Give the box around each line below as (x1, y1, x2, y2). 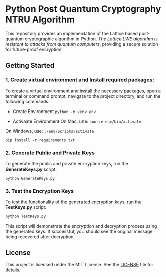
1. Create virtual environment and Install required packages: (5, 76, 154, 83)
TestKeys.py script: (5, 204, 47, 210)
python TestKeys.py (5, 214, 46, 219)
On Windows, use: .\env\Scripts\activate (5, 128, 94, 134)
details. (5, 267, 21, 273)
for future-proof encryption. (5, 46, 63, 52)
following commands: (5, 98, 50, 104)
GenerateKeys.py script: (5, 166, 57, 172)
